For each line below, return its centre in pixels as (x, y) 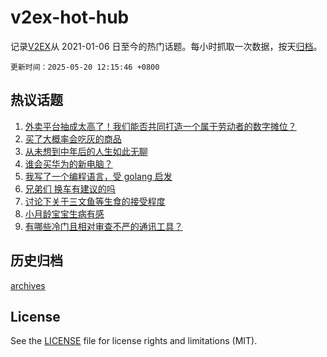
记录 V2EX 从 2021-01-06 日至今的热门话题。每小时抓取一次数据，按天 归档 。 (166, 46)
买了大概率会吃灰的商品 (73, 138)
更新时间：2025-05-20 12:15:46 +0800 (85, 67)
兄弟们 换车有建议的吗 (70, 188)
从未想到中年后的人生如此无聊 (86, 151)
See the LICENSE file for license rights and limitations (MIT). (134, 341)
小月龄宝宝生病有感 (64, 213)
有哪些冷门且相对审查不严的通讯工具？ (103, 226)
